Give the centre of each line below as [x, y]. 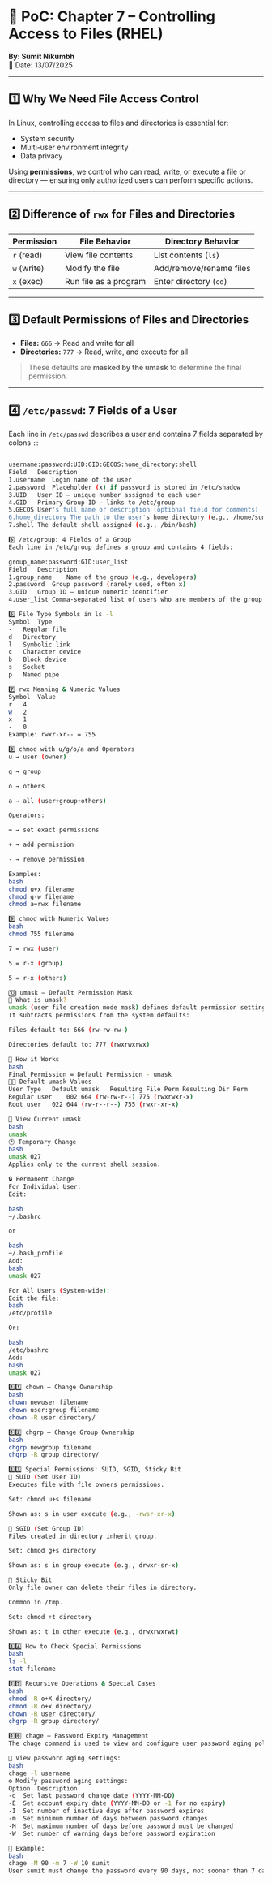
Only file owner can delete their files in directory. [103, 1588]
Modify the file [92, 268]
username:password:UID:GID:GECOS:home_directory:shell [103, 465]
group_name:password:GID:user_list [68, 562]
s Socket [27, 667]
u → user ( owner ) [38, 757]
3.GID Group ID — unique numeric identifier [88, 592]
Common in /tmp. [36, 1602]
